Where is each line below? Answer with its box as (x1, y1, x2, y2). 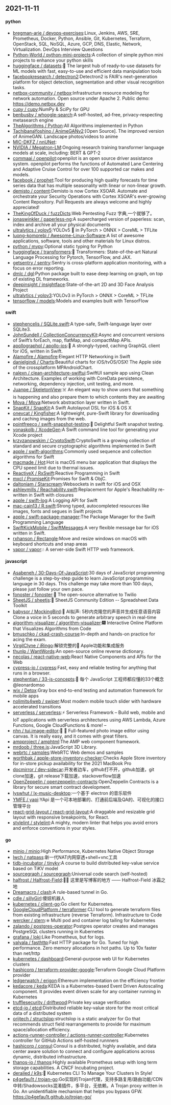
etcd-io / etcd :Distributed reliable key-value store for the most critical (12, 1005, 159, 1011)
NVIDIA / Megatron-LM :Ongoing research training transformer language (12, 144, 164, 150)
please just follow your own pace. (12, 586, 84, 592)
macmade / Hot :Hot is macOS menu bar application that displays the (12, 459, 157, 465)
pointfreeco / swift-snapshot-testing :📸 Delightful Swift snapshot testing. (12, 421, 164, 427)
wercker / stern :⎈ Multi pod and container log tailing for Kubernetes (12, 917, 156, 924)
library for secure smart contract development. (12, 784, 111, 790)
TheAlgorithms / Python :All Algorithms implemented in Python (12, 122, 143, 129)
